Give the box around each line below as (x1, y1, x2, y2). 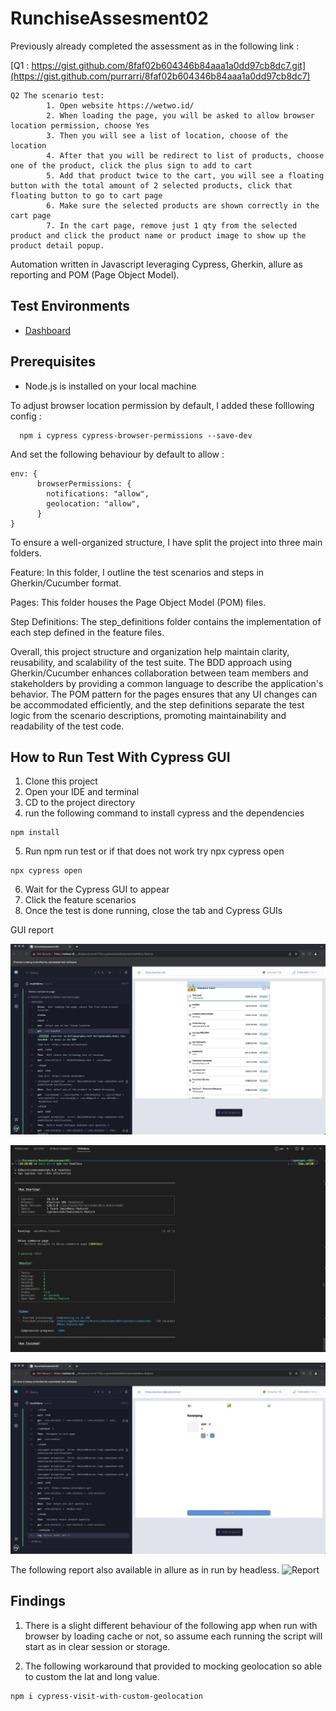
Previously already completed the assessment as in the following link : (10, 40, 300, 52)
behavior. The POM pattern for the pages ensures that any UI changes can (10, 688, 318, 700)
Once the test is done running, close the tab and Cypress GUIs (24, 905, 283, 917)
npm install (10, 828, 60, 838)
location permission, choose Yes (10, 120, 150, 131)
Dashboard (24, 324, 72, 336)
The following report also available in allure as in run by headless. (10, 1563, 280, 1576)
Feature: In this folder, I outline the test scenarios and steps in (10, 566, 265, 578)
